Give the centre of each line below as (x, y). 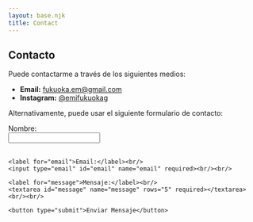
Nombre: (23, 128)
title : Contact (33, 23)
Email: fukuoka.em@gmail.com (71, 90)
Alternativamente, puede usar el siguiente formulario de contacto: (116, 113)
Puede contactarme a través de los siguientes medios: (97, 74)
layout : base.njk (37, 15)
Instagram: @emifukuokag (64, 98)
